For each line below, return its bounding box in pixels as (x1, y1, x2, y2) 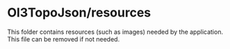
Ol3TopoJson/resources (7, 5, 151, 21)
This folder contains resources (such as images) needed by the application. (7, 28, 224, 36)
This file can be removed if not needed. (7, 35, 120, 43)
